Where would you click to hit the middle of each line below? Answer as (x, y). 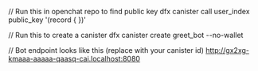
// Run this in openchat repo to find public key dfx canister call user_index (129, 11)
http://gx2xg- (227, 50)
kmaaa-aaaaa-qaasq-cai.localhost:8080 (74, 59)
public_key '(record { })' (47, 20)
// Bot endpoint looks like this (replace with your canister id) (106, 50)
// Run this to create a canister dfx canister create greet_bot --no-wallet (126, 35)
